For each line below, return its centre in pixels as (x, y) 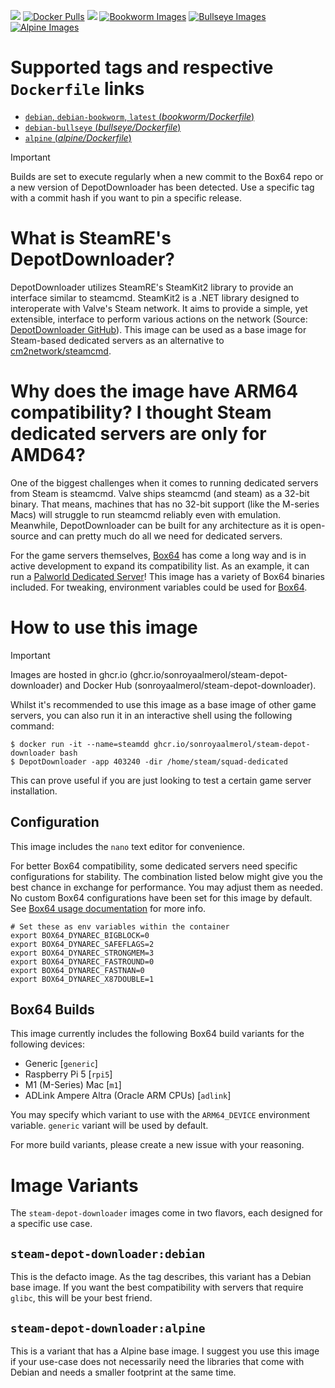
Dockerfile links (77, 89)
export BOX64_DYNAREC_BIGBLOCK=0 (80, 935)
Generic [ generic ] (61, 1064)
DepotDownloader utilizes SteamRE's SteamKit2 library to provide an (152, 287)
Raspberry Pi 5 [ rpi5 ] (68, 1074)
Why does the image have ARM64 (154, 391)
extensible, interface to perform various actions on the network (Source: (159, 319)
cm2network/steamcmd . (61, 351)
